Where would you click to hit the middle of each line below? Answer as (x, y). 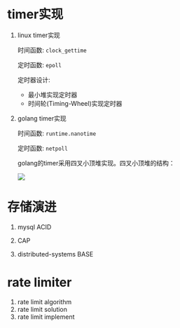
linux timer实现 (39, 35)
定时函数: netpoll (42, 148)
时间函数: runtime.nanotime (57, 133)
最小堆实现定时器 (53, 95)
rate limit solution (42, 309)
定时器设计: (34, 80)
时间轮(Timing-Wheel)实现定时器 (75, 103)
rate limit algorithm (44, 301)
